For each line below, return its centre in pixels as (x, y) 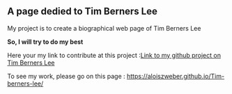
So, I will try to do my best (45, 42)
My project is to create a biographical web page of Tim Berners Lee (104, 28)
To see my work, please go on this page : (66, 76)
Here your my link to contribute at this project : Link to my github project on (114, 55)
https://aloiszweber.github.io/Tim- (176, 76)
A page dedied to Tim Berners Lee (83, 11)
